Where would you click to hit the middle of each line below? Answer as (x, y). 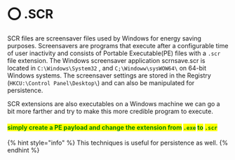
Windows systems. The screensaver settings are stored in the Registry (109, 75)
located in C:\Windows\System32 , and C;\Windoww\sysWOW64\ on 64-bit (107, 68)
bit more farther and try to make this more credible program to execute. (110, 111)
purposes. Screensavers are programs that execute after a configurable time (118, 45)
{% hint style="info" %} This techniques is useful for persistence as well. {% (118, 143)
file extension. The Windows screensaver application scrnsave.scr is (106, 60)
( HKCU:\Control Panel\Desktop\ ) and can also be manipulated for (101, 82)
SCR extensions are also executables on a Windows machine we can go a (114, 103)
